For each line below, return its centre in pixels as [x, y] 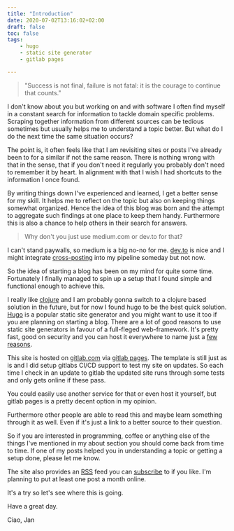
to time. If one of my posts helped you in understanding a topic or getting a [115, 450]
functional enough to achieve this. [56, 286]
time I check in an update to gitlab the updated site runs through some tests [116, 373]
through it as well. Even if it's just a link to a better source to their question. [115, 422]
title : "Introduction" [40, 14]
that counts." [43, 92]
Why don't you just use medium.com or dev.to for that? [103, 236]
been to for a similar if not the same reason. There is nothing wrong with [111, 157]
